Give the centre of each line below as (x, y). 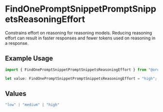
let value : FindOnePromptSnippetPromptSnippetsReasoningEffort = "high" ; (81, 78)
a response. (17, 43)
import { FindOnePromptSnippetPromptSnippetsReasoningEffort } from (76, 70)
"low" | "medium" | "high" (32, 105)
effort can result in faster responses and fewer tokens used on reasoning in (80, 38)
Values (16, 93)
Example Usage (29, 59)
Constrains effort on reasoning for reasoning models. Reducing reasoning (79, 33)
